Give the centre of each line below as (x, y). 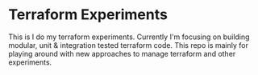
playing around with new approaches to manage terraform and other (122, 53)
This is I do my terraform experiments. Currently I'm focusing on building (129, 37)
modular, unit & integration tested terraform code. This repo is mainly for (128, 45)
